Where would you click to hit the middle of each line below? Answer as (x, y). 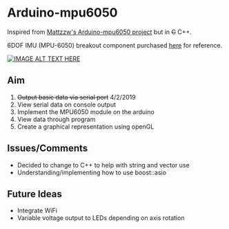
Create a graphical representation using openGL (86, 127)
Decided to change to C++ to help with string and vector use (103, 165)
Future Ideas (34, 194)
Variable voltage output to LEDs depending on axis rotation (101, 218)
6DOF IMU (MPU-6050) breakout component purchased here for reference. (115, 45)
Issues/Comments (48, 148)
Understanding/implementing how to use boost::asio (92, 172)
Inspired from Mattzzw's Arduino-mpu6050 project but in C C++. (99, 32)
